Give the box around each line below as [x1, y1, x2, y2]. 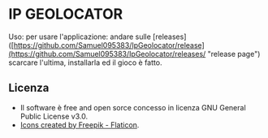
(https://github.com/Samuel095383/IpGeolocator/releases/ [8, 49, 206, 58]
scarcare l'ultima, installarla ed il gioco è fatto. [8, 58, 162, 67]
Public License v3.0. [19, 111, 88, 121]
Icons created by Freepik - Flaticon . [19, 119, 140, 130]
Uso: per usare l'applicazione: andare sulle [8, 32, 152, 41]
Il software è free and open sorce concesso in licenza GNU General [19, 102, 246, 112]
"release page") [207, 49, 261, 58]
